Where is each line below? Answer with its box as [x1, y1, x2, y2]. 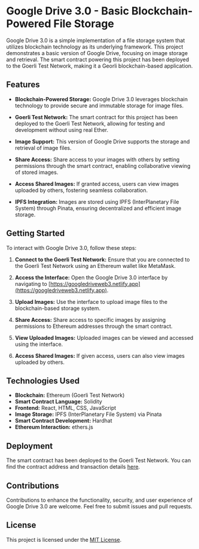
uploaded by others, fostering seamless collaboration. [14, 186, 148, 194]
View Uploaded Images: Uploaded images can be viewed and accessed [14, 334, 194, 341]
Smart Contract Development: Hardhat [14, 417, 112, 424]
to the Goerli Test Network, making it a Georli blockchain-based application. [6, 62, 193, 70]
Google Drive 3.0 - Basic [6, 4, 130, 18]
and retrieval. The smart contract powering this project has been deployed [6, 56, 189, 63]
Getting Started [6, 228, 65, 239]
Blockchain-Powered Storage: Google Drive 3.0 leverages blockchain [14, 95, 188, 102]
